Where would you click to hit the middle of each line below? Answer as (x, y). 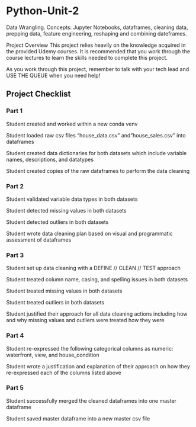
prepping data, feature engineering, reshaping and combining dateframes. (97, 33)
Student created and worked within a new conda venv (72, 124)
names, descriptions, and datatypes (50, 159)
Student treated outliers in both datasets (55, 303)
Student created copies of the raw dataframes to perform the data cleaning (98, 171)
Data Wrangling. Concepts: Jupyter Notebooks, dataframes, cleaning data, (97, 27)
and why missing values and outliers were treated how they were (85, 320)
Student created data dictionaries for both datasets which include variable (97, 153)
